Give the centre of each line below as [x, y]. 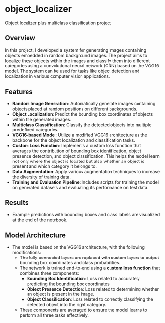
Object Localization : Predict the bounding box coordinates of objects [82, 114]
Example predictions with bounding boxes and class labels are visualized [86, 215]
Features [19, 92]
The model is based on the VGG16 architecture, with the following [78, 247]
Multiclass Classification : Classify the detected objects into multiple [82, 125]
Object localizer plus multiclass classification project [58, 23]
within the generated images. [42, 119]
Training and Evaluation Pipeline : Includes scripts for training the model [85, 182]
